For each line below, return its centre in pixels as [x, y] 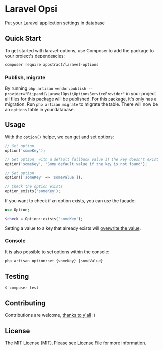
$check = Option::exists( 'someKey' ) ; [44, 219]
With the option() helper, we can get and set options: [60, 137]
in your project [141, 93]
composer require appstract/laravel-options [52, 65]
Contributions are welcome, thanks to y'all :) [50, 315]
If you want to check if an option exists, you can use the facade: [70, 201]
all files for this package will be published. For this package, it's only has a [81, 99]
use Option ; [17, 210]
